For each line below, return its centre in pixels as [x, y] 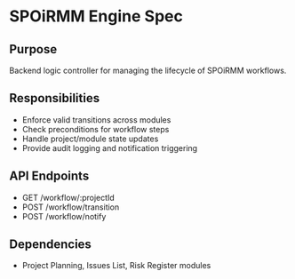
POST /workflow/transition [71, 207]
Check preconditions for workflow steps [96, 129]
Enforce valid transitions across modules [96, 120]
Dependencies [50, 245]
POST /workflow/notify [64, 216]
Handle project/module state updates [90, 139]
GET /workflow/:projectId [68, 197]
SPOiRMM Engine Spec [96, 16]
